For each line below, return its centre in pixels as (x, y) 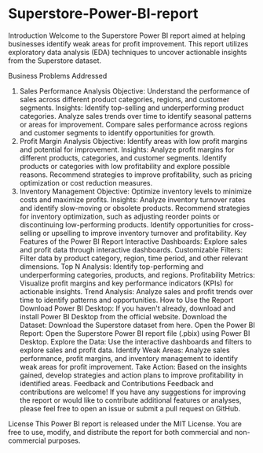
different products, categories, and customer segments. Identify (123, 157)
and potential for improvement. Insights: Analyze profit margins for (127, 149)
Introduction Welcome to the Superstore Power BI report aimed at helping (127, 35)
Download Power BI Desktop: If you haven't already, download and (127, 308)
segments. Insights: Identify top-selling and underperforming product (132, 108)
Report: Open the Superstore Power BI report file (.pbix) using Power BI (135, 333)
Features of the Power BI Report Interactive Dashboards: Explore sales (133, 241)
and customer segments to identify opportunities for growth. (117, 133)
